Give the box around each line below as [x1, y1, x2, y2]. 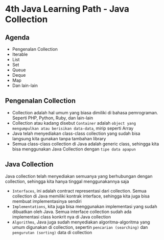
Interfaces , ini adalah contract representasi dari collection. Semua [12, 188, 147, 194]
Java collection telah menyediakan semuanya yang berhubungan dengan [5, 173, 153, 179]
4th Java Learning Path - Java [5, 3, 130, 15]
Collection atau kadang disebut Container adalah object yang [12, 120, 136, 126]
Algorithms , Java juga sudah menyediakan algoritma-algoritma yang [12, 219, 150, 225]
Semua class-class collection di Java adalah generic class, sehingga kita [12, 141, 159, 147]
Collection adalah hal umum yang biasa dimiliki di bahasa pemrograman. [12, 109, 158, 115]
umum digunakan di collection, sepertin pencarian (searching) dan [12, 224, 148, 230]
